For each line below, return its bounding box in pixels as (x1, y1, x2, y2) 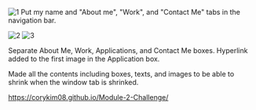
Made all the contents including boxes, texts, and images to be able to (8, 69, 235, 78)
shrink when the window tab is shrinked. (8, 78, 139, 87)
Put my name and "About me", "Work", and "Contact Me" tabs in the (20, 8, 241, 16)
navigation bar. (8, 16, 57, 25)
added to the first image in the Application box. (8, 55, 160, 63)
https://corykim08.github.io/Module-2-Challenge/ (8, 93, 169, 101)
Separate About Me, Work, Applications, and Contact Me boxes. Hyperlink (8, 46, 248, 55)
